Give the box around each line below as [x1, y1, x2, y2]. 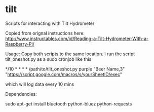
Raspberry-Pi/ [5, 41, 34, 47]
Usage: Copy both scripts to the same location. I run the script [5, 51, 135, 57]
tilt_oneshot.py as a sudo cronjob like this [5, 56, 92, 62]
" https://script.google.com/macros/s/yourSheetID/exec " [5, 71, 123, 77]
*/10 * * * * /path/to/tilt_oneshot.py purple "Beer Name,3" [5, 66, 125, 72]
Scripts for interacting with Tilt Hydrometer [5, 20, 95, 26]
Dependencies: [5, 91, 37, 97]
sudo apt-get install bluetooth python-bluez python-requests [5, 100, 132, 107]
